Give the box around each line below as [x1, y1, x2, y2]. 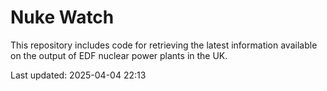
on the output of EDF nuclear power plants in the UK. [10, 49, 228, 61]
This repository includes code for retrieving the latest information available [10, 39, 318, 51]
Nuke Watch [10, 6, 115, 29]
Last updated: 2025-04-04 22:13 [10, 69, 147, 81]
